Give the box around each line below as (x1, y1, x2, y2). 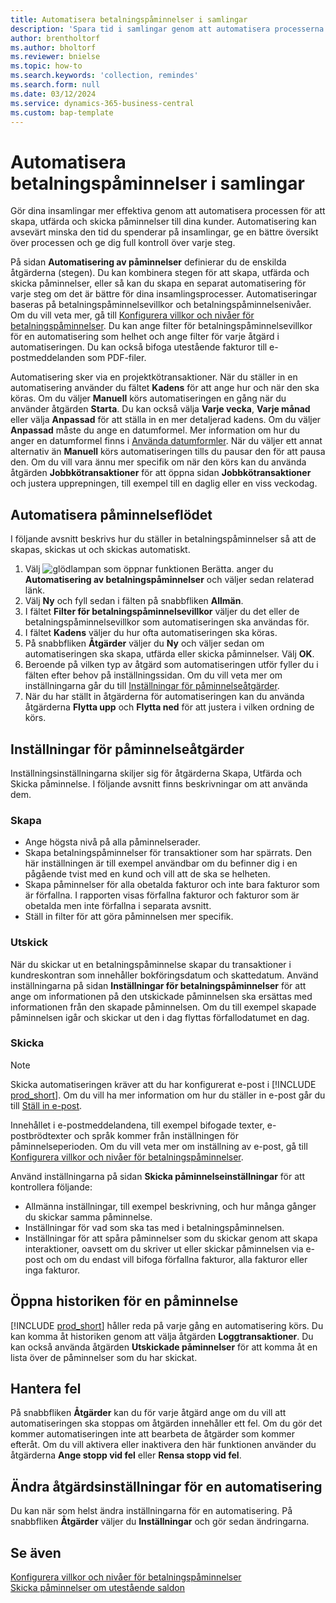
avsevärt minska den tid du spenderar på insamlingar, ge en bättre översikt (10, 226, 319, 238)
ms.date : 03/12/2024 (10, 89, 97, 99)
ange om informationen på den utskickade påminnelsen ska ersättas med (10, 990, 313, 1002)
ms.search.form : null (10, 80, 101, 90)
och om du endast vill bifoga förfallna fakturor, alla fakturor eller (45, 1253, 308, 1265)
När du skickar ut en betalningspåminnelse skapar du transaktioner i (10, 958, 292, 970)
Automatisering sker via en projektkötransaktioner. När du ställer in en (10, 371, 298, 383)
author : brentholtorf (10, 33, 101, 43)
